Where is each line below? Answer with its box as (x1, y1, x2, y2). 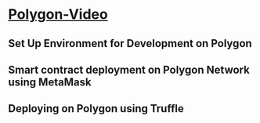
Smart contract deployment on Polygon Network (8, 63, 251, 76)
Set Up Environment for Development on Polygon (8, 37, 252, 50)
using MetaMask (8, 75, 92, 89)
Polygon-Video (8, 5, 108, 24)
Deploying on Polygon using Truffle (8, 102, 184, 115)
